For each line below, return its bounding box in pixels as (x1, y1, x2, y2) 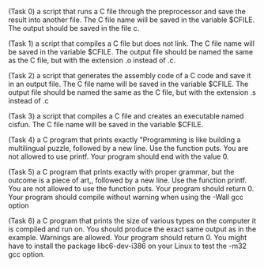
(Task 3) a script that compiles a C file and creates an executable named (8, 111, 244, 121)
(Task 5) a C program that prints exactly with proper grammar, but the (8, 167, 235, 176)
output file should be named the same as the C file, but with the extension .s (8, 88, 257, 97)
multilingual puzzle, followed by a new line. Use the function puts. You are (8, 144, 249, 152)
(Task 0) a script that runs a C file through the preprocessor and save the (8, 7, 247, 16)
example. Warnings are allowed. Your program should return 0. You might (8, 233, 247, 242)
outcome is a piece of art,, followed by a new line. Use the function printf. (8, 175, 247, 185)
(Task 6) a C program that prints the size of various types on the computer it (8, 216, 257, 225)
